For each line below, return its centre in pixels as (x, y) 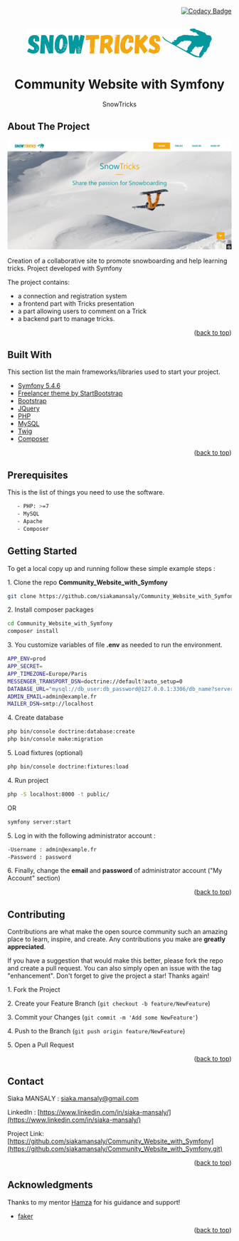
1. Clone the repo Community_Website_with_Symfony (88, 582)
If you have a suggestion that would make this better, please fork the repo (115, 961)
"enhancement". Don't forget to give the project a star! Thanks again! (108, 976)
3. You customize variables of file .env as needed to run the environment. (115, 645)
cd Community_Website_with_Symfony (60, 624)
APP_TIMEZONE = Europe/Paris (47, 674)
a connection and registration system (72, 295)
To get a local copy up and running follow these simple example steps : (111, 568)
